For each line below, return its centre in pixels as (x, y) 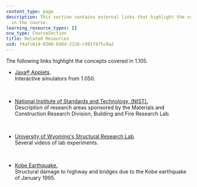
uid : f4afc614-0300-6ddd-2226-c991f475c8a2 (60, 45)
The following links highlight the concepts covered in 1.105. (77, 61)
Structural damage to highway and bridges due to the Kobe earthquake (100, 171)
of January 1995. (35, 178)
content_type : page (30, 11)
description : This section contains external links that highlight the (95, 17)
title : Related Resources (38, 39)
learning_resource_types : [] (42, 28)
